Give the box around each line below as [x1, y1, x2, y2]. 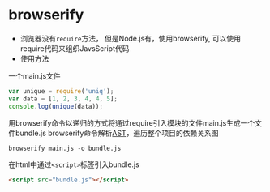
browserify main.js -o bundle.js [8, 144, 122, 152]
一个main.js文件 [8, 70, 61, 80]
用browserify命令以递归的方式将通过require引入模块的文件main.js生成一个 [8, 117, 255, 127]
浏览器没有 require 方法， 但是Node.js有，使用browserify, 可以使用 [19, 33, 242, 43]
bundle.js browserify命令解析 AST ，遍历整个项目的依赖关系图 [15, 128, 219, 138]
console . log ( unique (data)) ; [8, 102, 104, 110]
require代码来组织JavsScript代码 [19, 43, 130, 53]
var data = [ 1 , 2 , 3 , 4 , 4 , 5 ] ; [8, 95, 118, 103]
